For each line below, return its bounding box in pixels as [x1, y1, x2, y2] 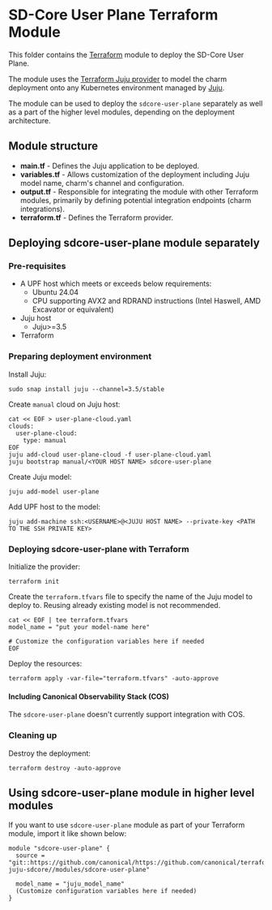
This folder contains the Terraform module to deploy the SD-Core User [8, 50, 244, 59]
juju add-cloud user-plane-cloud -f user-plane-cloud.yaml [8, 451, 212, 459]
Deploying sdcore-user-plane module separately [8, 236, 261, 250]
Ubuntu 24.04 [32, 287, 79, 297]
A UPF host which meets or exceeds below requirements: [19, 278, 212, 289]
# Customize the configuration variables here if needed [8, 637, 205, 646]
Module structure [8, 140, 99, 153]
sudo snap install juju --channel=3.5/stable [8, 385, 164, 393]
